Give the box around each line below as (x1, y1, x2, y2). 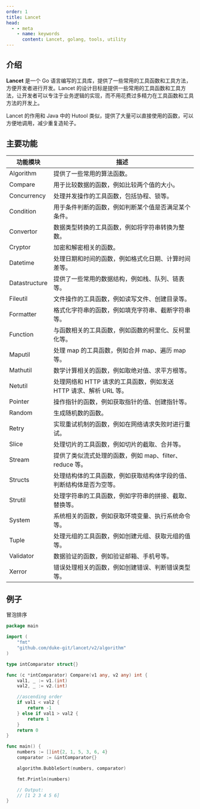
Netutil (9, 381, 28, 390)
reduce (53, 460, 73, 468)
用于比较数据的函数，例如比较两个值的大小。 (53, 180, 179, 189)
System (9, 515, 31, 524)
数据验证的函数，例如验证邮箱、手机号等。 (53, 552, 173, 560)
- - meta (11, 25, 33, 32)
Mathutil (9, 366, 32, 374)
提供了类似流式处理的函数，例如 (53, 451, 143, 459)
